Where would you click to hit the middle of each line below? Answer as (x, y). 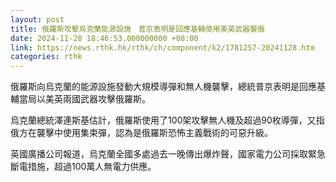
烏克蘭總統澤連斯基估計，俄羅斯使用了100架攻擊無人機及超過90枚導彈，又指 (167, 120)
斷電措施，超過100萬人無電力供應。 (83, 167)
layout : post (37, 19)
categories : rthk (46, 57)
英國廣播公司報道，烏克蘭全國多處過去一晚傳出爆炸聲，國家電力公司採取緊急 (168, 154)
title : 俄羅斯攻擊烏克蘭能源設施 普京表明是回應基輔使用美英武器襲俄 (137, 29)
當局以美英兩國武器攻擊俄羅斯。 (84, 99)
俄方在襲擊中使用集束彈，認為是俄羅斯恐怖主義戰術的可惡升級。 (141, 133)
